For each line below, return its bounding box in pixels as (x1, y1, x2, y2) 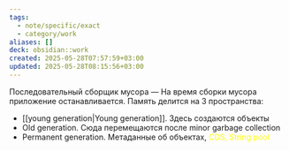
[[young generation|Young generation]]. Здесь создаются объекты (21, 112, 270, 124)
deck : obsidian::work (9, 46, 89, 55)
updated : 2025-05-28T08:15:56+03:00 (9, 63, 144, 72)
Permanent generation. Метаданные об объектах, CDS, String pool (21, 132, 270, 142)
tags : (9, 12, 29, 22)
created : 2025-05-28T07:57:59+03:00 (9, 54, 144, 63)
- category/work (17, 29, 77, 38)
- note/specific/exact (17, 21, 101, 30)
